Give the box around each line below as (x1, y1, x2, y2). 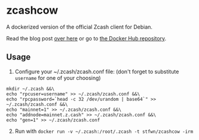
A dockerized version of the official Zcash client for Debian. (6, 23, 153, 30)
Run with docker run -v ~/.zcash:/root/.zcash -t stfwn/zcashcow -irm (14, 127, 194, 135)
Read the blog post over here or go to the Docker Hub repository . (6, 35, 167, 42)
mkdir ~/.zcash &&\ (6, 86, 55, 92)
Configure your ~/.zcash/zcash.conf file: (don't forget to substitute (14, 68, 179, 75)
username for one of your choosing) (14, 74, 101, 81)
